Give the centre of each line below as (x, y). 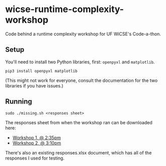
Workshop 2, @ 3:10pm (37, 143)
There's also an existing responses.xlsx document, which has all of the (78, 152)
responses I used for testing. (35, 158)
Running (19, 102)
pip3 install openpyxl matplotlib (41, 71)
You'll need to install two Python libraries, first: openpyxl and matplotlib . (80, 62)
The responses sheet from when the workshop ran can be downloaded (79, 122)
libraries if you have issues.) (34, 86)
